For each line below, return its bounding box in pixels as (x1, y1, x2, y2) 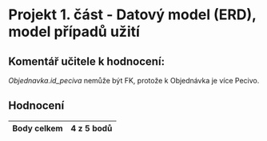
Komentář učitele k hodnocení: (8, 54, 165, 68)
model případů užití (8, 22, 140, 41)
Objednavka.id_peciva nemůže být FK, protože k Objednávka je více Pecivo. (8, 76, 260, 85)
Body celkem (12, 123, 63, 134)
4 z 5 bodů (70, 123, 113, 134)
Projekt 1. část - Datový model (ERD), (8, 6, 257, 24)
